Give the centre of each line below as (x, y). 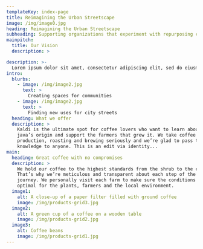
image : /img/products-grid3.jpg (58, 202)
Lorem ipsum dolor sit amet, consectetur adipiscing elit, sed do (97, 68)
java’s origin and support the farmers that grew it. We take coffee (107, 135)
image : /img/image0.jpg (36, 23)
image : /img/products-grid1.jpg (58, 236)
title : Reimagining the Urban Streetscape (60, 18)
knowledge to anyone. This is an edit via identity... (88, 146)
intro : (14, 73)
